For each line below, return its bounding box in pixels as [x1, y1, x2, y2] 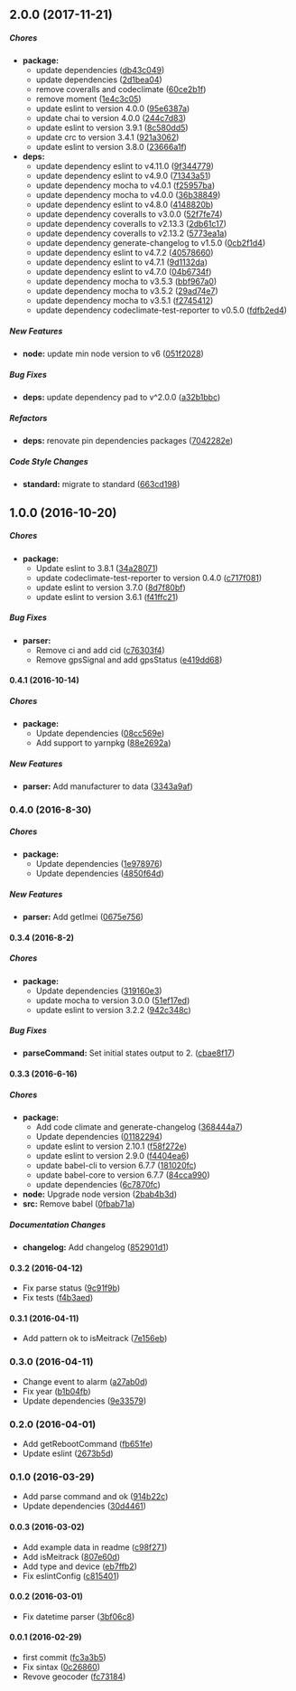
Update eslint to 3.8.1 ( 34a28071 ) [35, 562, 159, 573]
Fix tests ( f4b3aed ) [22, 1292, 94, 1303]
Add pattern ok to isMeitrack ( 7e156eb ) [22, 1333, 168, 1344]
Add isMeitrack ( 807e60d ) [22, 1551, 120, 1562]
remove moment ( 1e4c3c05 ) [35, 94, 142, 105]
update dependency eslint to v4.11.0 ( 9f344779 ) [35, 161, 215, 172]
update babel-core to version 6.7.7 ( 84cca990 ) [35, 1170, 210, 1180]
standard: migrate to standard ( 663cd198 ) [22, 479, 180, 490]
